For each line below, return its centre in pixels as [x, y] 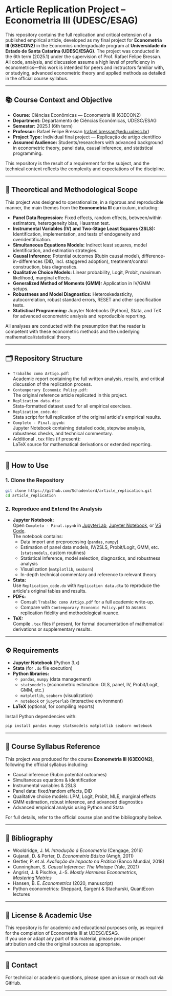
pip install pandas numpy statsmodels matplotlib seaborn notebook [79, 726]
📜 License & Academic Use [49, 915]
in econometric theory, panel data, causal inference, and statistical [83, 148]
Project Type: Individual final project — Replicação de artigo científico [87, 137]
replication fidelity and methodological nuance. [70, 613]
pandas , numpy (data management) [56, 679]
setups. [21, 289]
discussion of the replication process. [52, 384]
